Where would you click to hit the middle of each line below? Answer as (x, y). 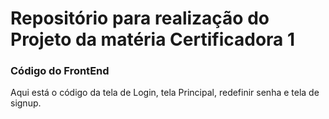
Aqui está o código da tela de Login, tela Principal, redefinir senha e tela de (165, 93)
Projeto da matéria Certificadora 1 (153, 39)
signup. (26, 103)
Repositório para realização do (140, 18)
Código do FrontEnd (60, 71)
